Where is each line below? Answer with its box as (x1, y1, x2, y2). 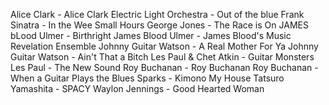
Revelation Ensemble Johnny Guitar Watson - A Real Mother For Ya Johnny (10, 40, 319, 52)
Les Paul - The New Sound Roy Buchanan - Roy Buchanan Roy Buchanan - (10, 62, 319, 73)
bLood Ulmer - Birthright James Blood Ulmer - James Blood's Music (10, 30, 292, 41)
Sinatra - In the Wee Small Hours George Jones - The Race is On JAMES (10, 19, 309, 31)
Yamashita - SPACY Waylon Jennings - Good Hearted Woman (10, 83, 265, 94)
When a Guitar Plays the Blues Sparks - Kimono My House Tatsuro (10, 72, 285, 84)
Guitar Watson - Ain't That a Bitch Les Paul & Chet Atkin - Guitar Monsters (10, 51, 315, 63)
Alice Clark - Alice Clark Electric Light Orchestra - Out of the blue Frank (10, 9, 305, 20)
